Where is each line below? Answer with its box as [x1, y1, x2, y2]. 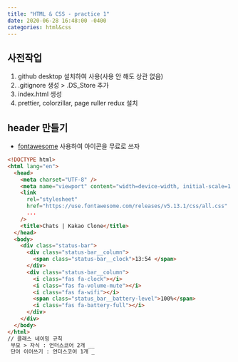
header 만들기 [7, 122, 68, 134]
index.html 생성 [17, 90, 62, 98]
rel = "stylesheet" [26, 196, 78, 203]
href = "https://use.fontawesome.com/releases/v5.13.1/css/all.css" [26, 202, 228, 210]
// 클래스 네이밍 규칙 [7, 335, 63, 342]
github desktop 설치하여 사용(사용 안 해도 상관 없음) [17, 72, 164, 81]
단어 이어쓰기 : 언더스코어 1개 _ [10, 348, 95, 356]
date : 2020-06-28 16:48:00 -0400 [7, 17, 107, 24]
